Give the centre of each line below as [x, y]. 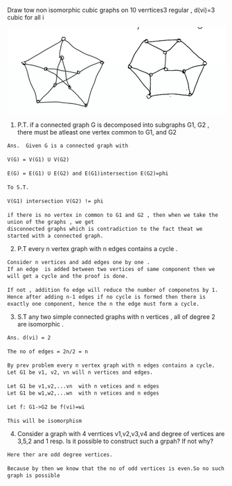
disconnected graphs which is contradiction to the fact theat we [105, 229]
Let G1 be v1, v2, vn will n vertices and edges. [80, 373]
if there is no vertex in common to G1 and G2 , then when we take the [113, 215]
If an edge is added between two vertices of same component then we [111, 270]
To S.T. [18, 188]
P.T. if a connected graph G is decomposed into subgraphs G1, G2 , [113, 125]
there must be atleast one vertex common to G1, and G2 [97, 132]
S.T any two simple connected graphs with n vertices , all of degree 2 [116, 317]
